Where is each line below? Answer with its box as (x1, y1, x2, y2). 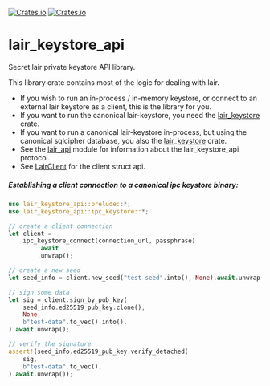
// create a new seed (8, 266, 81, 274)
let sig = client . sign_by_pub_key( (8, 295, 128, 304)
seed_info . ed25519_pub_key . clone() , (22, 303, 146, 311)
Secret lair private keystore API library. (8, 62, 136, 71)
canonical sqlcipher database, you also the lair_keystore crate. (19, 136, 227, 145)
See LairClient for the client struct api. (19, 161, 146, 171)
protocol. (19, 152, 51, 162)
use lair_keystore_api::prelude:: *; (8, 200, 131, 208)
